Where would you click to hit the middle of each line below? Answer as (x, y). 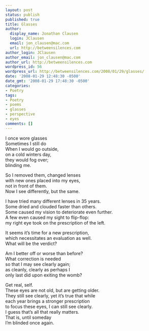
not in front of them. (26, 186)
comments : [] (19, 123)
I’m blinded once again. (30, 323)
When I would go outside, (32, 149)
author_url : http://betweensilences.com (49, 62)
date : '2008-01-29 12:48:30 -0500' (43, 76)
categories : (18, 86)
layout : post (19, 10)
